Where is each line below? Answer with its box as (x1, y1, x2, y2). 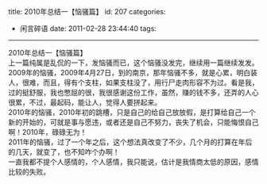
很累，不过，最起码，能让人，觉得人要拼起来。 (8, 98, 161, 107)
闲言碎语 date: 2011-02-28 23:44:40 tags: (19, 24, 157, 33)
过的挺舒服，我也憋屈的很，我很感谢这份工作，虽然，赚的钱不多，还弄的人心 (8, 88, 259, 97)
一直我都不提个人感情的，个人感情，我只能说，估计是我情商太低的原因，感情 (8, 157, 259, 167)
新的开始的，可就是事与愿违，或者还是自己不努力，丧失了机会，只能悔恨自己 (8, 117, 259, 127)
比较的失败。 (8, 167, 50, 176)
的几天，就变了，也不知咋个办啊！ (8, 148, 120, 156)
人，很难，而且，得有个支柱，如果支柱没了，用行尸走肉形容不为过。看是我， (8, 78, 259, 87)
